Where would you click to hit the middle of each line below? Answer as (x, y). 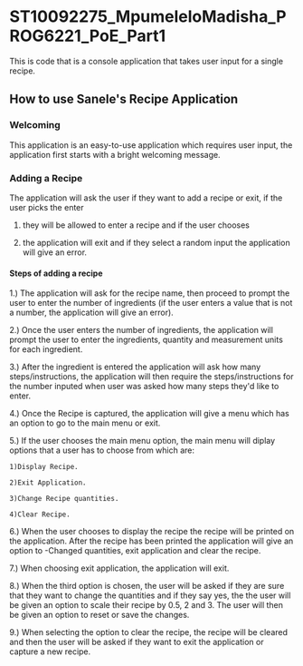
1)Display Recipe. (44, 467)
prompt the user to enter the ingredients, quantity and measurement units (146, 340)
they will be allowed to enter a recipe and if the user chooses (136, 225)
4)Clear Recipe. (40, 514)
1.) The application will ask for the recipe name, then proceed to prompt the (150, 293)
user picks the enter (47, 207)
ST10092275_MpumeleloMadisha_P (148, 17)
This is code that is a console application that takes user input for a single (146, 61)
